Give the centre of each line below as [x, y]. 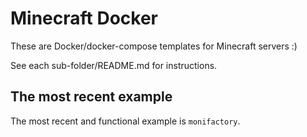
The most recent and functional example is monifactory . [125, 121]
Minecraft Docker [84, 18]
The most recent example [91, 97]
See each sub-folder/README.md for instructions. [114, 65]
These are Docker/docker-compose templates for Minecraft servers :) [154, 46]
